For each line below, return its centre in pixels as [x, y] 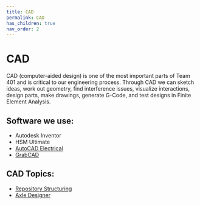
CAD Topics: [30, 174]
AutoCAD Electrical [39, 148]
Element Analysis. [29, 102]
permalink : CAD [26, 18]
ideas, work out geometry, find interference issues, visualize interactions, [98, 89]
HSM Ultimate [33, 142]
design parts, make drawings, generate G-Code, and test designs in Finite [99, 96]
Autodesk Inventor [38, 135]
